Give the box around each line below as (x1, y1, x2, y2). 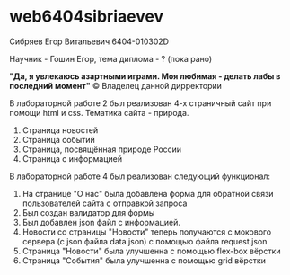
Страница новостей (22, 124, 99, 136)
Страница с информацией (22, 153, 123, 164)
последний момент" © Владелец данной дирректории (9, 80, 223, 91)
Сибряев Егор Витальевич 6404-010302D (9, 36, 169, 47)
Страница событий (22, 134, 96, 145)
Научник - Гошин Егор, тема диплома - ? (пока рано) (9, 53, 213, 64)
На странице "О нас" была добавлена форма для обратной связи (22, 188, 274, 199)
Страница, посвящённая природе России (22, 144, 182, 155)
